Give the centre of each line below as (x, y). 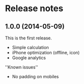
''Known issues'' (22, 67)
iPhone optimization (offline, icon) (46, 52)
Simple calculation (31, 47)
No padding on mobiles (35, 76)
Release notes (34, 8)
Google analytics (29, 58)
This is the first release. (28, 38)
